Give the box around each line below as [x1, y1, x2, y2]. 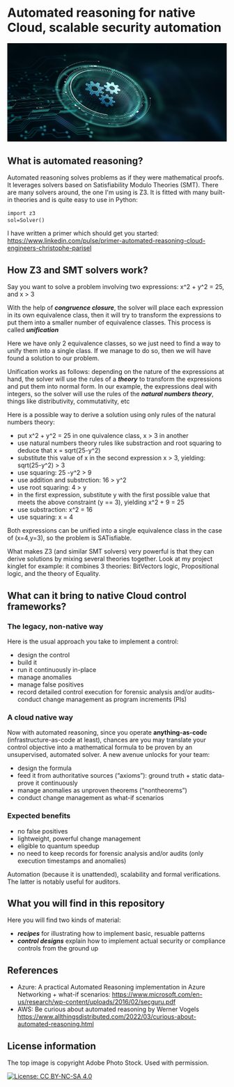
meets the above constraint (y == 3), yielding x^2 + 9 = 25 [17, 498, 185, 506]
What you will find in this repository [7, 897, 165, 909]
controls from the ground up [17, 944, 99, 953]
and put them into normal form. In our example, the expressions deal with [7, 382, 217, 391]
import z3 [7, 210, 36, 217]
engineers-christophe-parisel [7, 244, 92, 252]
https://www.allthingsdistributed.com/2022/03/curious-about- [17, 1012, 196, 1021]
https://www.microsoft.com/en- [111, 990, 203, 999]
